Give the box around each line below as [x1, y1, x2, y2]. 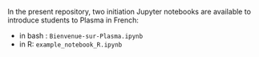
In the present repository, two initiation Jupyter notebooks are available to [7, 7, 252, 16]
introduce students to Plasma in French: [7, 15, 140, 25]
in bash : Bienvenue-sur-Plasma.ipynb [18, 31, 144, 40]
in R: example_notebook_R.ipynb [18, 39, 123, 49]
